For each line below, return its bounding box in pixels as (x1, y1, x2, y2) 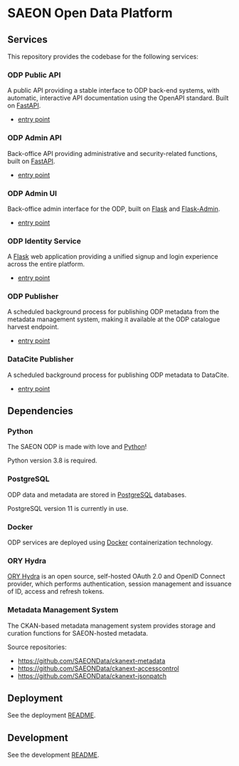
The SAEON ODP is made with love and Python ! (7, 442, 147, 451)
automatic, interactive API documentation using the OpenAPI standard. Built (7, 94, 229, 103)
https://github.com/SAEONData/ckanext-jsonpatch (17, 671, 167, 680)
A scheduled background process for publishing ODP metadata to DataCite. (7, 371, 229, 379)
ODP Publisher (7, 291, 59, 301)
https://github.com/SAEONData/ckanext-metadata (17, 656, 166, 665)
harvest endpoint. (7, 323, 59, 331)
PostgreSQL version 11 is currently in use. (7, 504, 129, 512)
